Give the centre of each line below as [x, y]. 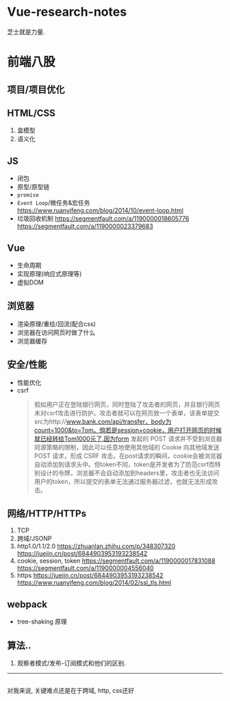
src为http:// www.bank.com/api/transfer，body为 [103, 421]
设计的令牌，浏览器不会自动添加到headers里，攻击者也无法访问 [130, 473]
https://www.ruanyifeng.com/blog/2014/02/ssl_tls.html [94, 582]
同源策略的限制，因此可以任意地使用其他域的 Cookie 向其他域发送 [127, 447]
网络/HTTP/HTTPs [47, 514]
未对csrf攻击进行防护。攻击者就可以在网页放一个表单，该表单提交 [127, 413]
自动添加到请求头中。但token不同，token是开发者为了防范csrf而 [124, 464]
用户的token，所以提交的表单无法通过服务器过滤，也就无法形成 [123, 481]
